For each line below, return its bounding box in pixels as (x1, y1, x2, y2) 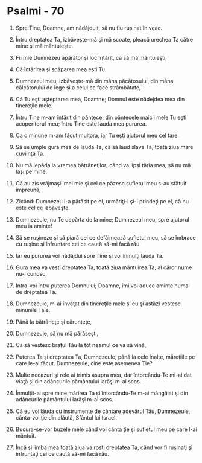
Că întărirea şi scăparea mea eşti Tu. (15, 65, 107, 73)
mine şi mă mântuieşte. (15, 42, 74, 49)
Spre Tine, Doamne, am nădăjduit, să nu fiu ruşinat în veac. (15, 24, 163, 31)
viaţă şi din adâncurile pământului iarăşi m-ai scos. (15, 377, 142, 385)
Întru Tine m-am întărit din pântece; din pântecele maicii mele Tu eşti (15, 113, 187, 121)
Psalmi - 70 (7, 4, 65, 18)
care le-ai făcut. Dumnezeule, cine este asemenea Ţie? (15, 359, 153, 366)
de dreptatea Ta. (15, 288, 57, 295)
